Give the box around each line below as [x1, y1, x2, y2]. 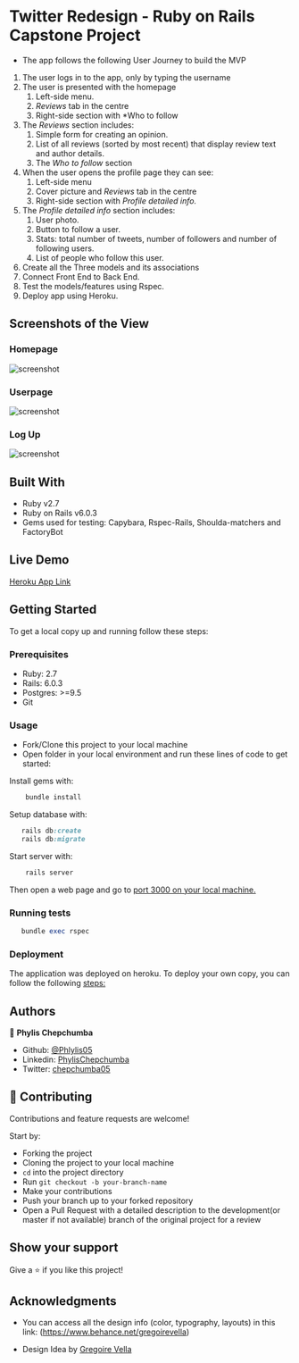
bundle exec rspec [21, 927, 90, 936]
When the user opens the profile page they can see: [21, 167, 214, 178]
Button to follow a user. [35, 223, 120, 234]
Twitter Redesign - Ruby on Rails [9, 6, 255, 27]
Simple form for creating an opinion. [35, 129, 169, 139]
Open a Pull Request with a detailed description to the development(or [21, 1204, 281, 1216]
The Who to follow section [35, 157, 132, 168]
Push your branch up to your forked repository [21, 1195, 194, 1206]
